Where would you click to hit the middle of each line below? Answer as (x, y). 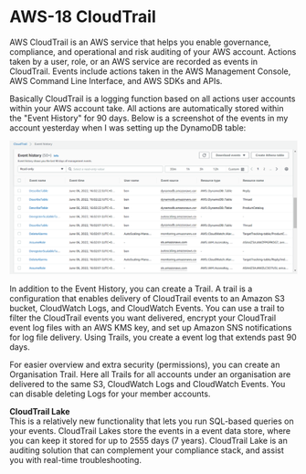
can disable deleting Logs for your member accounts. (110, 394)
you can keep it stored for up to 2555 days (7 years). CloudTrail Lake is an (148, 440)
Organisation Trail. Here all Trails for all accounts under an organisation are (150, 374)
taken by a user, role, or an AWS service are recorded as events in (134, 61)
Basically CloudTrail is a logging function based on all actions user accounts (153, 99)
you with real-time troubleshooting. (75, 459)
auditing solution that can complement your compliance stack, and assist (147, 450)
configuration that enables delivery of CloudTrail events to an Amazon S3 (147, 298)
